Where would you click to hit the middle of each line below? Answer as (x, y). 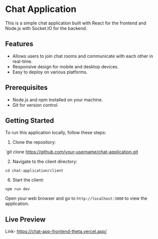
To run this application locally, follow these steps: (56, 133)
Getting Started (30, 120)
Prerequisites (26, 88)
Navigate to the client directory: (45, 162)
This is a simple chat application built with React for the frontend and (76, 23)
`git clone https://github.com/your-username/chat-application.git (72, 152)
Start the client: (28, 180)
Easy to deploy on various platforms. (50, 72)
